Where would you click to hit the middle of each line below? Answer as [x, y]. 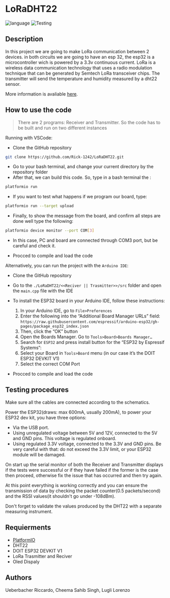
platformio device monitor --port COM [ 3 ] [50, 231]
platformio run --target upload [39, 206]
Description [24, 39]
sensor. [13, 84]
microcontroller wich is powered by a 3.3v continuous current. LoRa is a [81, 62]
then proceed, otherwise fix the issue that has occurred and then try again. [84, 475]
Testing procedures [37, 390]
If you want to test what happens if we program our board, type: [80, 197]
